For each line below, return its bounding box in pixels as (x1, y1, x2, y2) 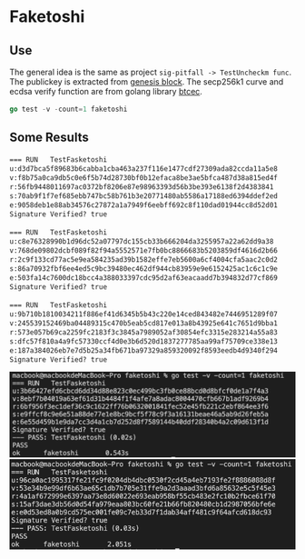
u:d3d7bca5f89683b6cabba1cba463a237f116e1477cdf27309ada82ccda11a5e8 (9, 164, 279, 174)
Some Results (9, 130, 89, 145)
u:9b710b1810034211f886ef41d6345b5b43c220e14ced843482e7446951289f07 (9, 309, 279, 319)
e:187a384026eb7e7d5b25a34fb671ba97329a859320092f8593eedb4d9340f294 (9, 345, 279, 355)
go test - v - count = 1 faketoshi (9, 105, 128, 114)
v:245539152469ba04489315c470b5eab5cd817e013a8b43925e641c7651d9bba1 (9, 318, 279, 328)
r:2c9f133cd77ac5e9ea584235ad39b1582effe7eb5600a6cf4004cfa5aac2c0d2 (9, 255, 279, 265)
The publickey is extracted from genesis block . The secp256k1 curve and (9, 76, 284, 87)
